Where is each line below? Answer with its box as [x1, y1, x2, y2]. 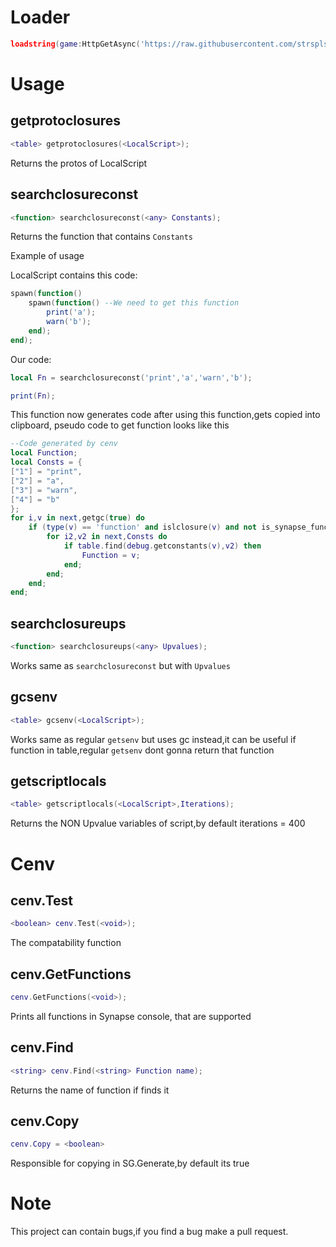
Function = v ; [81, 550, 141, 560]
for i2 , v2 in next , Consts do [46, 532, 168, 542]
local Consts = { [10, 457, 83, 468]
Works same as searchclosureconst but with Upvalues [10, 659, 231, 671]
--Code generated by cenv [10, 439, 118, 449]
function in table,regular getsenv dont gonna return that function [10, 744, 275, 756]
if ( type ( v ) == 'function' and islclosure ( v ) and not [28, 522, 257, 533]
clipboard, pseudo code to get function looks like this [10, 419, 230, 431]
